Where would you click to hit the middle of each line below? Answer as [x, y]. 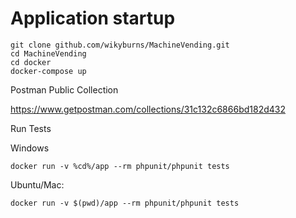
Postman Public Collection [64, 89]
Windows [30, 148]
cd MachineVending [48, 53]
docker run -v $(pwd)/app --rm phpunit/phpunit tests [125, 203]
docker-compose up [48, 71]
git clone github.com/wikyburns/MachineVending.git [120, 45]
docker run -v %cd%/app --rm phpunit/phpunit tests [120, 166]
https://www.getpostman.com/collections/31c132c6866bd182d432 [148, 109]
